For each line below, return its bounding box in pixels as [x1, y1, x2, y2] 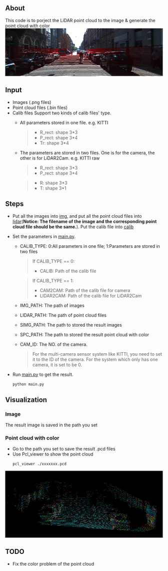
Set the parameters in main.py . [12, 233, 76, 239]
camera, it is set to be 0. [32, 361, 82, 368]
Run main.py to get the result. [12, 371, 73, 377]
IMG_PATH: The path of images [19, 302, 85, 308]
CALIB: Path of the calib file [39, 268, 96, 274]
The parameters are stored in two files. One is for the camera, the [19, 150, 155, 156]
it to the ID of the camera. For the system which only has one [32, 356, 158, 362]
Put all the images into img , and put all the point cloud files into [12, 213, 142, 219]
